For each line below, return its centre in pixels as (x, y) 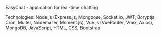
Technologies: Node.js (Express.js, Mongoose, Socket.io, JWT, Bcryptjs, (80, 17)
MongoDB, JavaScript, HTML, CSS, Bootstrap (53, 28)
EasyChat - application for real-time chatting (52, 7)
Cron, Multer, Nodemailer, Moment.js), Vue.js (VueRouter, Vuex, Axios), (79, 23)
